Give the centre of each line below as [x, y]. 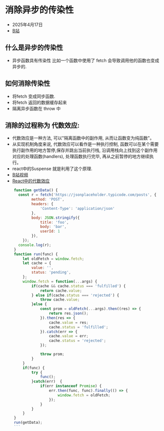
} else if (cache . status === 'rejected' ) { [75, 295]
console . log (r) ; [35, 245]
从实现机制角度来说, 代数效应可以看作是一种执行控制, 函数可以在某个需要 [85, 144]
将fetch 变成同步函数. [34, 96]
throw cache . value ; [60, 300]
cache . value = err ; [69, 336]
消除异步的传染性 [40, 10]
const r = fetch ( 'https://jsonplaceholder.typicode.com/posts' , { [87, 195]
